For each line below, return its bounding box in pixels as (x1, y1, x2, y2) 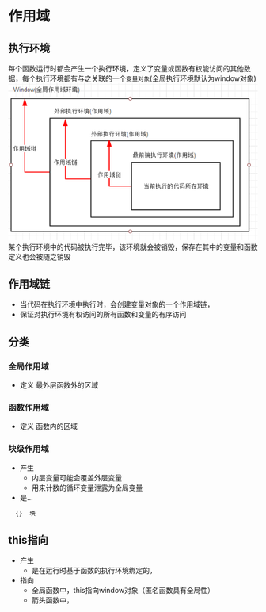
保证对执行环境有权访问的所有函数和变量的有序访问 (19, 310, 187, 319)
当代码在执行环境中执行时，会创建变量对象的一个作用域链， (19, 300, 215, 309)
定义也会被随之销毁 (8, 251, 71, 262)
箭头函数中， (31, 595, 74, 605)
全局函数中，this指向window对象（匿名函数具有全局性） (31, 586, 215, 595)
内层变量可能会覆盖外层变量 (31, 472, 123, 482)
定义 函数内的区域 (19, 422, 78, 431)
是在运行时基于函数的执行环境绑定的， (31, 566, 157, 576)
